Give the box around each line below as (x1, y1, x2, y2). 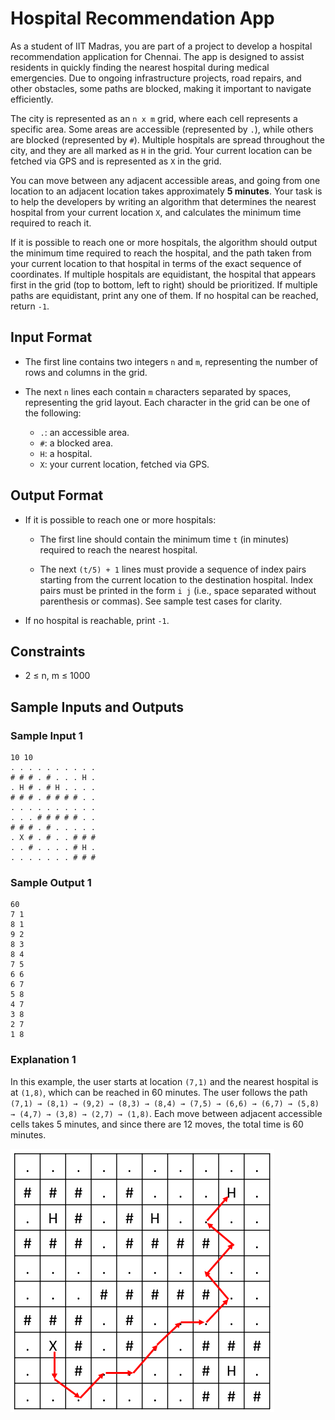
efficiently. (10, 93, 54, 105)
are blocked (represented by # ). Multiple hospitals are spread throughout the (10, 133, 325, 146)
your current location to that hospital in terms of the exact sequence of (10, 257, 302, 269)
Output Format (10, 487, 104, 504)
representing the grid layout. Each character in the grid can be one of (24, 396, 311, 408)
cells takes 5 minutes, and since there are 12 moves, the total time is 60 (10, 1118, 304, 1130)
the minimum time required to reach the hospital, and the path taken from (10, 247, 312, 259)
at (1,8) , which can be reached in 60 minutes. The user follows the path (10, 1086, 308, 1098)
